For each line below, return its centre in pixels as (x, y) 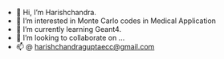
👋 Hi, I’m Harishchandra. (56, 12)
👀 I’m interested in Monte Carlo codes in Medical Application (116, 21)
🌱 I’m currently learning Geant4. (69, 29)
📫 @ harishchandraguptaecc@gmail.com (85, 47)
